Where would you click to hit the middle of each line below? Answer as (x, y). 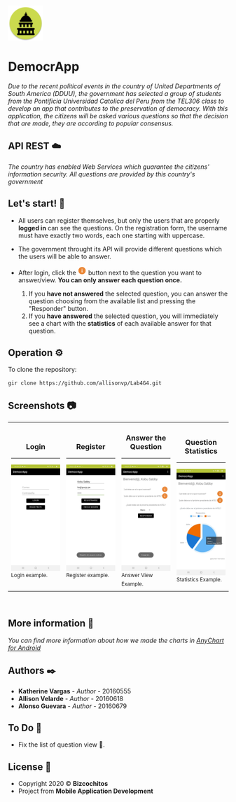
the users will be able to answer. (64, 256)
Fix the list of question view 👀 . (61, 745)
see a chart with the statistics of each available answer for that (120, 323)
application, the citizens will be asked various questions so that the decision (118, 116)
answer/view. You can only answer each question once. (100, 280)
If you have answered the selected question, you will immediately (124, 316)
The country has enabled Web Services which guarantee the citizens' (109, 167)
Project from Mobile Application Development (85, 791)
